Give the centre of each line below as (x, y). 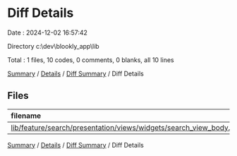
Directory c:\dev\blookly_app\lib (54, 46)
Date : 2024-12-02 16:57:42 (48, 32)
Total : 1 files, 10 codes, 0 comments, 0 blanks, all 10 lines (91, 60)
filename (26, 116)
